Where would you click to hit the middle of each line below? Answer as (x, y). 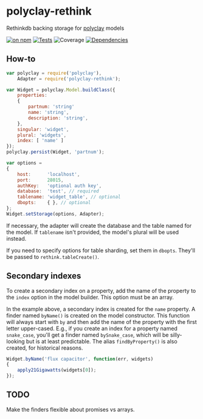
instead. (16, 238)
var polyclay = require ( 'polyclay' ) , (54, 73)
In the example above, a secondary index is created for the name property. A (101, 309)
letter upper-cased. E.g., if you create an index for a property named (92, 328)
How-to (21, 59)
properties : (32, 96)
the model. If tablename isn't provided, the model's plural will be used (93, 232)
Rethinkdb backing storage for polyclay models (65, 28)
